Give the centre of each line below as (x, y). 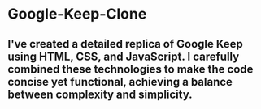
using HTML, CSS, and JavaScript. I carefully (124, 56)
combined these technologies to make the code (130, 69)
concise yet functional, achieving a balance (120, 82)
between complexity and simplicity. (100, 94)
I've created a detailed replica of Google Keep (125, 44)
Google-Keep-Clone (77, 14)
